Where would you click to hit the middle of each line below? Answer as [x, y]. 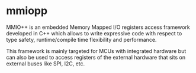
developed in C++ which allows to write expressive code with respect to [94, 33]
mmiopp [27, 11]
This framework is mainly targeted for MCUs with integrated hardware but [96, 51]
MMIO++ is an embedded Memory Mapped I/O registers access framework [98, 27]
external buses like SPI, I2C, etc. [46, 64]
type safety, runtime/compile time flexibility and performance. [81, 39]
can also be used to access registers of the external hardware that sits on [96, 57]
